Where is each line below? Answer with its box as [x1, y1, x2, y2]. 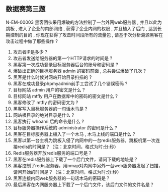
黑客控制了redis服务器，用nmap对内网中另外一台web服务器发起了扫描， [13, 162, 163, 168]
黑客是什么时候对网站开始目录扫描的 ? [13, 74, 92, 80]
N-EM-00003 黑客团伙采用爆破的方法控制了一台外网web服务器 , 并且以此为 [6, 19, 162, 25]
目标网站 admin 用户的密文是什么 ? [13, 86, 85, 92]
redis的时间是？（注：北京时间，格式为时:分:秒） [17, 143, 119, 150]
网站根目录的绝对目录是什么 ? [13, 112, 74, 118]
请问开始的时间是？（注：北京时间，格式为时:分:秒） [13, 169, 122, 175]
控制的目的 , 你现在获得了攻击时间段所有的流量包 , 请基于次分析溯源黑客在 [10, 32, 163, 38]
